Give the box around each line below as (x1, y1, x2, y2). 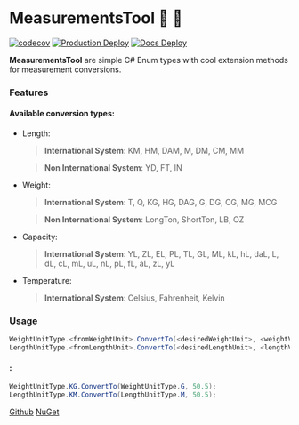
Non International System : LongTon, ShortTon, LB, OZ (44, 214, 245, 225)
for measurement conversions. (9, 64, 122, 75)
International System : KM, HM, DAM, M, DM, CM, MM (44, 146, 245, 156)
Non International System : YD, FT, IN (44, 163, 182, 173)
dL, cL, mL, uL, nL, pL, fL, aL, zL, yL (44, 258, 175, 269)
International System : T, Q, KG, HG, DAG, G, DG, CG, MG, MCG (44, 197, 278, 208)
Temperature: (21, 276, 73, 286)
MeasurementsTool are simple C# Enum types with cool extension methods (9, 54, 289, 65)
